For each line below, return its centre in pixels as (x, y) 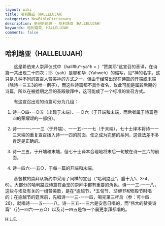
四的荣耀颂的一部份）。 (35, 118)
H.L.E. (11, 219)
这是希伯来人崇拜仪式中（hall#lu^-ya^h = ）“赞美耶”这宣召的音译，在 (83, 66)
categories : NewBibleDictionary (38, 19)
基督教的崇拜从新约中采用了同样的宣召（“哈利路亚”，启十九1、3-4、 (83, 178)
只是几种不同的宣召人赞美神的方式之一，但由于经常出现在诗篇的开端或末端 (81, 79)
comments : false (22, 32)
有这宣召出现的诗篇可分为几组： (46, 101)
